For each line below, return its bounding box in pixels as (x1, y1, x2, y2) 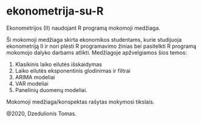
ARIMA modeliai (15, 73, 55, 81)
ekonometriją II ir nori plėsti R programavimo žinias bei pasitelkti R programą (6, 42, 197, 50)
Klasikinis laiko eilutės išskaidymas (15, 61, 102, 68)
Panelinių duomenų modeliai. (15, 86, 88, 93)
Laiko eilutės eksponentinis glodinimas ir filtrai (15, 67, 131, 74)
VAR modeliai (15, 80, 49, 87)
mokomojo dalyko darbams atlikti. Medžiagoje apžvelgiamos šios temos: (6, 48, 187, 56)
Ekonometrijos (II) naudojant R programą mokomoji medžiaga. (6, 24, 161, 32)
